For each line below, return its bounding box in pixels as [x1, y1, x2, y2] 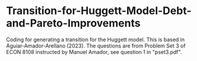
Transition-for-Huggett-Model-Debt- [6, 4, 192, 18]
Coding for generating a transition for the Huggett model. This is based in [6, 36, 185, 43]
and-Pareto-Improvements [6, 16, 141, 30]
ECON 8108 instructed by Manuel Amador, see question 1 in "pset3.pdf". [6, 48, 182, 55]
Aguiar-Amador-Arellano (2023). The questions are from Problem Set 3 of [6, 42, 186, 49]
